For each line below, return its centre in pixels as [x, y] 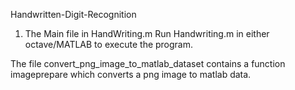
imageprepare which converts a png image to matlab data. [131, 74]
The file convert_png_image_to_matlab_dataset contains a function [148, 63]
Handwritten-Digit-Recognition [73, 14]
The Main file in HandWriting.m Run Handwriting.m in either [147, 33]
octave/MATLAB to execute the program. [109, 44]
